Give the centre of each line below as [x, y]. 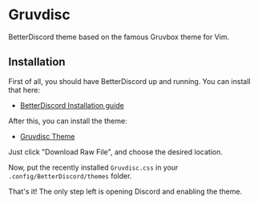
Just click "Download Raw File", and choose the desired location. [115, 152]
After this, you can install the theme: [68, 121]
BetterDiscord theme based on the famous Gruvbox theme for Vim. [119, 37]
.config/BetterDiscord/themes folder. [70, 176]
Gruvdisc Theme [47, 136]
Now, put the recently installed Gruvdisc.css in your [93, 167]
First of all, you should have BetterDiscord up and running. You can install [129, 81]
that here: [24, 90]
